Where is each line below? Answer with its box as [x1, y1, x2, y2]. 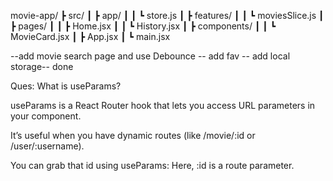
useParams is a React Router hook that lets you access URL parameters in [10, 100, 316, 111]
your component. [10, 110, 82, 122]
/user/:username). [10, 140, 85, 152]
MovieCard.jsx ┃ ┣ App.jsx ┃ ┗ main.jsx [10, 31, 171, 42]
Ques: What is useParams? [10, 80, 122, 92]
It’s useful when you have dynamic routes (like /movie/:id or [10, 130, 256, 141]
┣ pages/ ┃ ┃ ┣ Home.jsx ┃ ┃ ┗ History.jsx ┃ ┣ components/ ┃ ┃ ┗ [10, 20, 277, 32]
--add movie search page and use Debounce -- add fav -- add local [10, 50, 291, 62]
